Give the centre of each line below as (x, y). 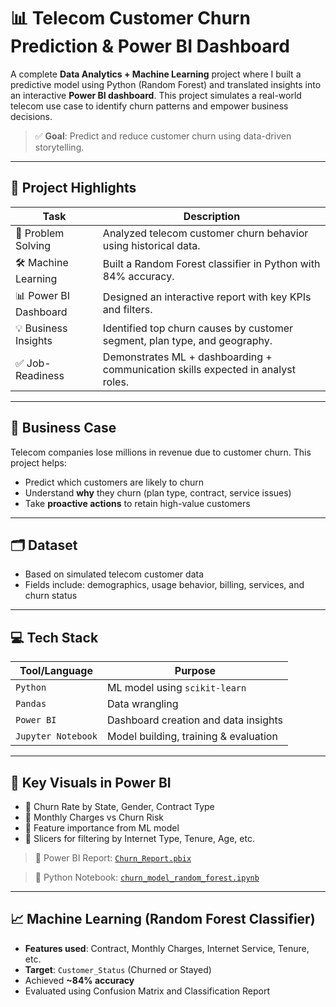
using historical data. (151, 245)
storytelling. (59, 147)
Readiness (40, 375)
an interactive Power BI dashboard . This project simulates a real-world (156, 95)
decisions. (31, 116)
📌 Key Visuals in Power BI (91, 782)
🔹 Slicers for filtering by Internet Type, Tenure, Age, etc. (139, 838)
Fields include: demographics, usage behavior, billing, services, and (164, 585)
